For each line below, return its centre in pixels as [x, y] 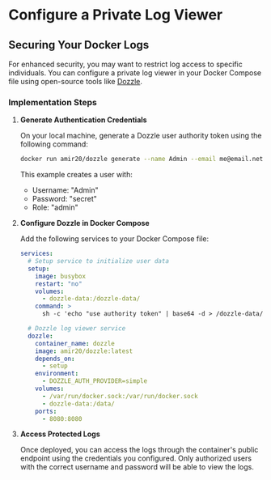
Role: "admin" [55, 207]
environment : [57, 374]
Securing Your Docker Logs [79, 45]
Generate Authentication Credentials [83, 120]
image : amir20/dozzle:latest [84, 351]
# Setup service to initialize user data [99, 261]
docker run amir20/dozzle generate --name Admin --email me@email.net [142, 159]
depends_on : [55, 359]
